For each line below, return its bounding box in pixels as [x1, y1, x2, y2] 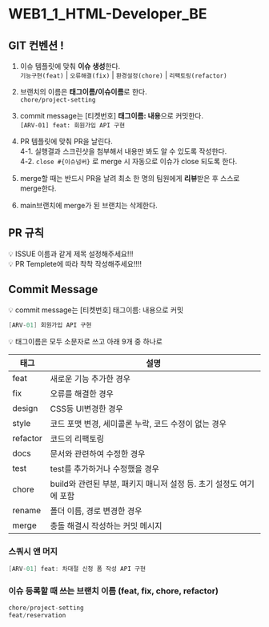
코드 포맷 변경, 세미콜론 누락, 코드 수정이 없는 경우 [50, 418, 227, 429]
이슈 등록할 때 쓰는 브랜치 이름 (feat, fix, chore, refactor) [8, 585, 219, 597]
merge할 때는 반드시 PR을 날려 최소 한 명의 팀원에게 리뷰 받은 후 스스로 [19, 174, 240, 183]
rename [12, 504, 42, 516]
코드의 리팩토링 [50, 433, 104, 444]
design [12, 402, 38, 413]
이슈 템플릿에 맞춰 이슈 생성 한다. [19, 62, 121, 70]
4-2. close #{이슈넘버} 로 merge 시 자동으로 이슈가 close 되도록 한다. [19, 157, 238, 166]
